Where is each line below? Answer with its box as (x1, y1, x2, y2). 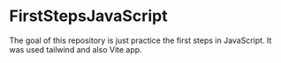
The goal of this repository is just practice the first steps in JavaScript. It (9, 35, 272, 45)
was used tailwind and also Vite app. (9, 44, 143, 54)
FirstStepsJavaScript (9, 6, 168, 26)
